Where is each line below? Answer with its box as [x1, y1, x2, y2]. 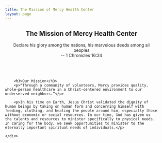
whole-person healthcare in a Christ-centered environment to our [5, 87, 142, 92]
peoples [73, 47, 90, 53]
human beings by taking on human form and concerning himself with [5, 104, 145, 109]
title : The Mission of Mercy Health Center [5, 7, 95, 12]
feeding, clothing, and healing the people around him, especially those [5, 108, 158, 114]
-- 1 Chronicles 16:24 [60, 53, 103, 58]
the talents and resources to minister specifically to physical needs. [5, 117, 155, 122]
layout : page [5, 12, 32, 16]
